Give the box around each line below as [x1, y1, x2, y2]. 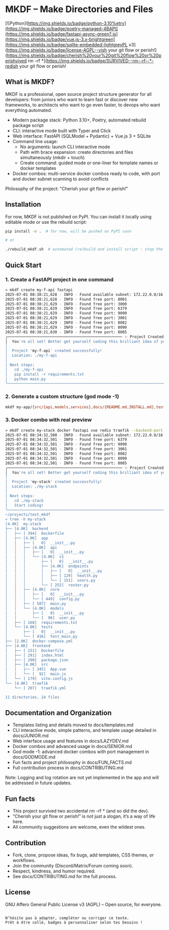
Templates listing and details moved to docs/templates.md [12, 722, 134, 728]
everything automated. [5, 107, 52, 113]
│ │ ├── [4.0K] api [5, 545, 57, 550]
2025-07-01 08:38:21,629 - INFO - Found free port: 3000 [5, 301, 127, 306]
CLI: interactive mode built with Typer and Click [12, 128, 111, 134]
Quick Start [5, 261, 42, 269]
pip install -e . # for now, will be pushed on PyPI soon [5, 228, 132, 234]
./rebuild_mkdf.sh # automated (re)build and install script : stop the [5, 247, 163, 252]
